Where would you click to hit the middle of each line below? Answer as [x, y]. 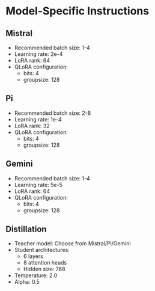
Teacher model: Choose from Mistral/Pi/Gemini [72, 244]
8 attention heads [45, 263]
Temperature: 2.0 [36, 275]
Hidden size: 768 [44, 269]
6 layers [33, 256]
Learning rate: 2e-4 [38, 54]
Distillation [26, 229]
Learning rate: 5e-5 [38, 185]
